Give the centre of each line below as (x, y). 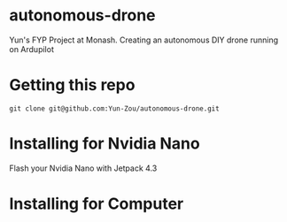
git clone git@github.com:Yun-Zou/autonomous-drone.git (114, 108)
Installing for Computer (97, 203)
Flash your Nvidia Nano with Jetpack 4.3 (83, 168)
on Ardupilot (32, 49)
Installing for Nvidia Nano (105, 144)
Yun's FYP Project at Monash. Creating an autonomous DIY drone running (144, 40)
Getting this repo (72, 85)
